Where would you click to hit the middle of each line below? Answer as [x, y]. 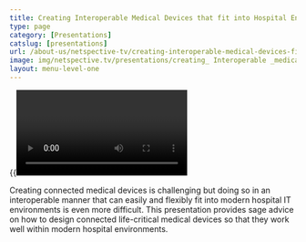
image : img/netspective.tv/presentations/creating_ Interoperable [138, 60]
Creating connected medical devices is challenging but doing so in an [140, 190]
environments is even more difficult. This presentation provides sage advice [152, 209]
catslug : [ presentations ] [58, 43]
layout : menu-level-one [55, 69]
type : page [30, 26]
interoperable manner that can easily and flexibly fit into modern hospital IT [150, 200]
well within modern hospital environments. [89, 228]
